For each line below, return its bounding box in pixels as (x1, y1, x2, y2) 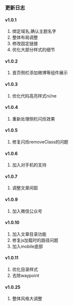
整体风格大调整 (12, 296, 42, 302)
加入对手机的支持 (12, 162, 47, 168)
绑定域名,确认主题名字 (12, 28, 56, 34)
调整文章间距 (12, 185, 38, 191)
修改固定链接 (12, 41, 38, 47)
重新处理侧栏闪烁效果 (12, 116, 55, 122)
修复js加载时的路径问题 (12, 237, 58, 243)
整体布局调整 (12, 34, 38, 40)
